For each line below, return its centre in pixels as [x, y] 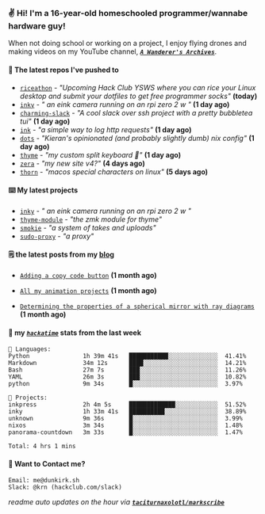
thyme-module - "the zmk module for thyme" [91, 219]
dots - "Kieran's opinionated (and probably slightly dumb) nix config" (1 [137, 138]
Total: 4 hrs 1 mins [42, 447]
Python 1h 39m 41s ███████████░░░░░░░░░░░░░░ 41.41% [127, 356]
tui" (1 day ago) [45, 121]
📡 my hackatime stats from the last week [75, 333]
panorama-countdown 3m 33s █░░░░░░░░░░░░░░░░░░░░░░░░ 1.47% [126, 432]
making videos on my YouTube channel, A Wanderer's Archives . [113, 51]
